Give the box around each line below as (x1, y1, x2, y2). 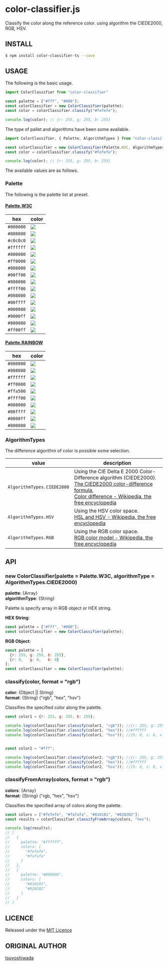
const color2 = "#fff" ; (5, 746, 55, 751)
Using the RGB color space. (74, 528, 139, 535)
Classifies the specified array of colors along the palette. (5, 802, 122, 808)
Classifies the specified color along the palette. (5, 705, 102, 711)
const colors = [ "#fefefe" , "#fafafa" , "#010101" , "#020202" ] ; (5, 812, 140, 817)
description (103, 460, 131, 467)
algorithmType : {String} (5, 596, 55, 601)
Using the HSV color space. (74, 507, 139, 514)
